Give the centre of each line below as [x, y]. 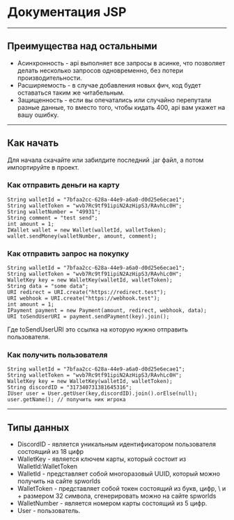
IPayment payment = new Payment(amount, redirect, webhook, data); [107, 311]
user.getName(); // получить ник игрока [67, 400]
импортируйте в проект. [43, 167]
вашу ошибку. [38, 115]
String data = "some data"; [48, 286]
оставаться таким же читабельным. [71, 92]
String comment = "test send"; [53, 218]
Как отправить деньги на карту [63, 185]
